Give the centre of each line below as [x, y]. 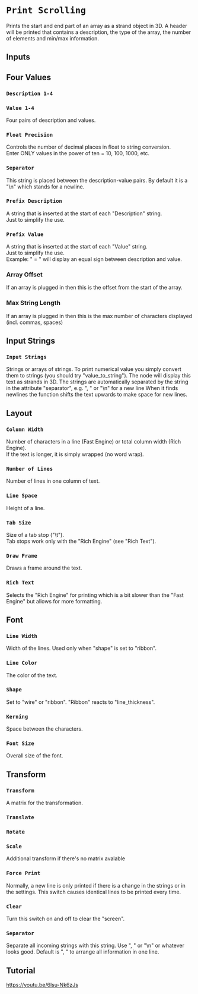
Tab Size [19, 523]
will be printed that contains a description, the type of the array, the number [99, 32]
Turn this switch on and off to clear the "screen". [66, 918]
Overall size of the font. [35, 756]
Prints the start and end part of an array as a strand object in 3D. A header [97, 26]
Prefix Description [34, 201]
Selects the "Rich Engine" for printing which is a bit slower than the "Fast [95, 595]
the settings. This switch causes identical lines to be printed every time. [94, 892]
